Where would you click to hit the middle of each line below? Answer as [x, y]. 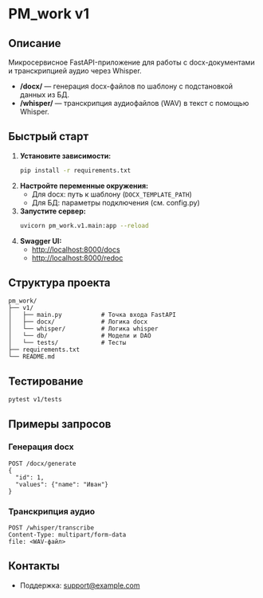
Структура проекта [59, 282]
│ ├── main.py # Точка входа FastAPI [92, 315]
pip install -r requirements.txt [75, 170]
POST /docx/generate [43, 463]
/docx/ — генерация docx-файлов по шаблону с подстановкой [126, 86]
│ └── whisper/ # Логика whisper [83, 329]
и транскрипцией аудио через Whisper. [75, 71]
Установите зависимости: [65, 155]
